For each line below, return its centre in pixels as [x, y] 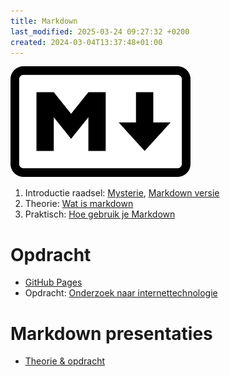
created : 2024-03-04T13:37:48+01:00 [86, 42]
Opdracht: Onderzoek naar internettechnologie [121, 293]
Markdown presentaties [111, 333]
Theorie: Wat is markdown [79, 204]
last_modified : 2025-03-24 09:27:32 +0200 [100, 31]
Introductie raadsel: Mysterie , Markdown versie [122, 193]
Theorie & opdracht [65, 361]
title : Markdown [44, 21]
